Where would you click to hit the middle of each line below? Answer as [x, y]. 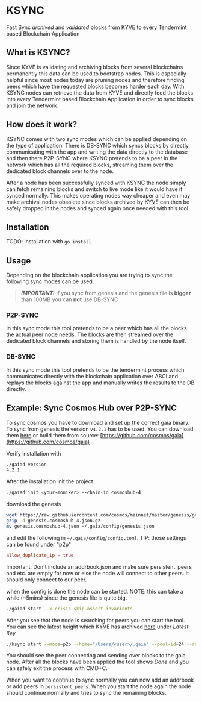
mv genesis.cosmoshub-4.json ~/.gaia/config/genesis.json [80, 526]
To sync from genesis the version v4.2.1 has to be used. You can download [100, 429]
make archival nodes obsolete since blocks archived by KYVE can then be [98, 202]
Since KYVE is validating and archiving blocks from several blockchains [95, 67]
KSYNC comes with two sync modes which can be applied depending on [97, 139]
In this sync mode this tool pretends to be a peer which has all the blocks [97, 328]
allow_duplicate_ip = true [40, 555]
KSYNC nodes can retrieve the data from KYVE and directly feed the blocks [100, 92]
